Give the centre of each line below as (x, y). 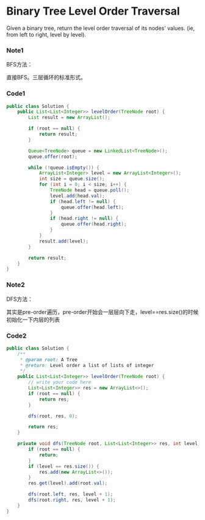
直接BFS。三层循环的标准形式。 (46, 77)
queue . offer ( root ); (53, 157)
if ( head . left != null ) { (83, 201)
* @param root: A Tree (49, 360)
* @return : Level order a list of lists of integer (87, 365)
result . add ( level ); (63, 241)
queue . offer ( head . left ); (92, 207)
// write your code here (60, 382)
